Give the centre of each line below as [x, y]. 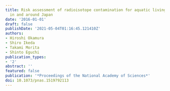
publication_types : [26, 57]
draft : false [19, 24]
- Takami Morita [22, 48]
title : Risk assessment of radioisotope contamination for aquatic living [86, 10]
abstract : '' [19, 66]
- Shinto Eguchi [22, 52]
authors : [14, 33]
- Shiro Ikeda [20, 43]
